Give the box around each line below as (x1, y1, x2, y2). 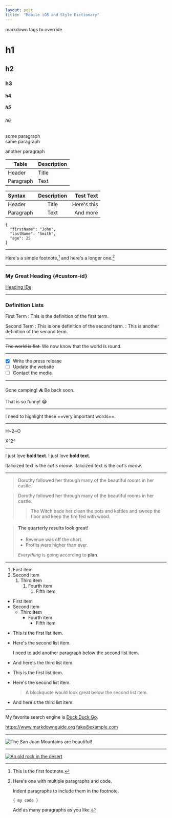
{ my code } (12, 798, 38, 803)
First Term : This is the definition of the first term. (5, 313, 109, 319)
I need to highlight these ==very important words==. (5, 413, 116, 419)
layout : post (5, 7, 33, 13)
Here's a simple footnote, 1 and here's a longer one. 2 (5, 254, 115, 261)
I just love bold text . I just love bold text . (5, 453, 91, 459)
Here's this (72, 201, 98, 208)
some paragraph (5, 133, 40, 139)
